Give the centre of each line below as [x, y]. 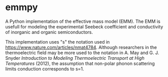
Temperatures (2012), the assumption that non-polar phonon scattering [80, 63]
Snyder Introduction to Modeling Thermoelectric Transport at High [75, 58]
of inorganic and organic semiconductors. [49, 32]
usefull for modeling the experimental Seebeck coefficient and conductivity [84, 26]
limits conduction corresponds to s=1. [45, 69]
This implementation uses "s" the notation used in [58, 42]
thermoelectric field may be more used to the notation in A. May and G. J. [82, 53]
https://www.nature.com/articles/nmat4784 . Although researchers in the [81, 47]
